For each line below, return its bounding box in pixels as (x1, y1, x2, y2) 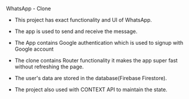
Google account (14, 45, 54, 52)
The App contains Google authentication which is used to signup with (14, 39, 184, 46)
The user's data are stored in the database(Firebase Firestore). (14, 75, 167, 81)
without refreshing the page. (14, 63, 84, 70)
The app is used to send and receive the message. (14, 28, 138, 35)
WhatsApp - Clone (6, 5, 51, 12)
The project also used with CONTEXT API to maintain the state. (14, 86, 168, 93)
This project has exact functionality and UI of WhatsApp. (14, 16, 152, 23)
